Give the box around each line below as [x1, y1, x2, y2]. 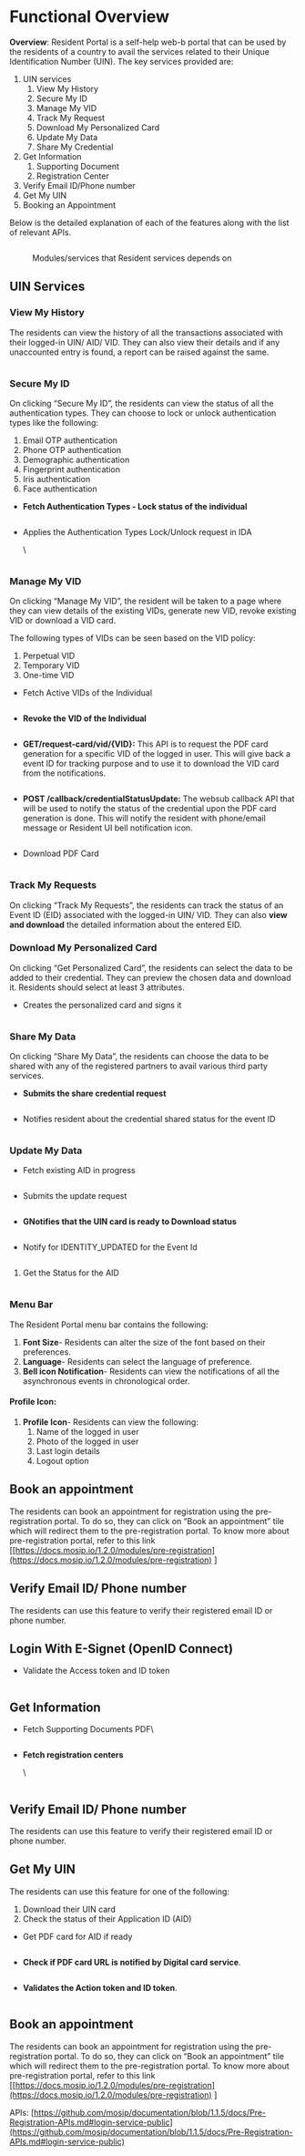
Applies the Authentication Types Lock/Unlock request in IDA [22, 526, 252, 537]
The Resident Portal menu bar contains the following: [9, 1319, 208, 1330]
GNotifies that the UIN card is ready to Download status [22, 1216, 237, 1227]
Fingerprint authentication [22, 463, 121, 475]
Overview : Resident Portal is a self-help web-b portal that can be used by [9, 36, 287, 47]
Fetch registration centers [22, 1749, 124, 1760]
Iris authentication [22, 473, 91, 484]
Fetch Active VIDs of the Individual [22, 687, 153, 698]
